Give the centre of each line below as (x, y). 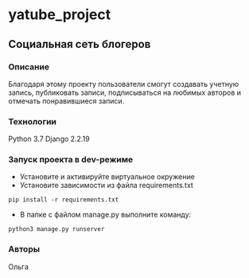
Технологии (33, 121)
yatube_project (60, 15)
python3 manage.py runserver (56, 229)
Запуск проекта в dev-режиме (71, 159)
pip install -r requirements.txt (64, 200)
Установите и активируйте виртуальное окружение (107, 177)
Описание (29, 67)
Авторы (24, 249)
